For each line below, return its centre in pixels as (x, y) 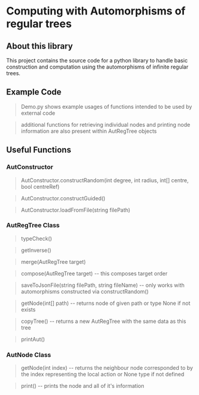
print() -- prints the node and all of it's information (83, 386)
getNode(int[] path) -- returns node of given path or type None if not (105, 303)
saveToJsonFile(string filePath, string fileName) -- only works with (102, 285)
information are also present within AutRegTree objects (89, 131)
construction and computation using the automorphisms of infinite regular (97, 67)
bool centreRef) (40, 186)
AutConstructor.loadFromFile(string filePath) (76, 210)
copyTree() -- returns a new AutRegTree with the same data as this (103, 321)
